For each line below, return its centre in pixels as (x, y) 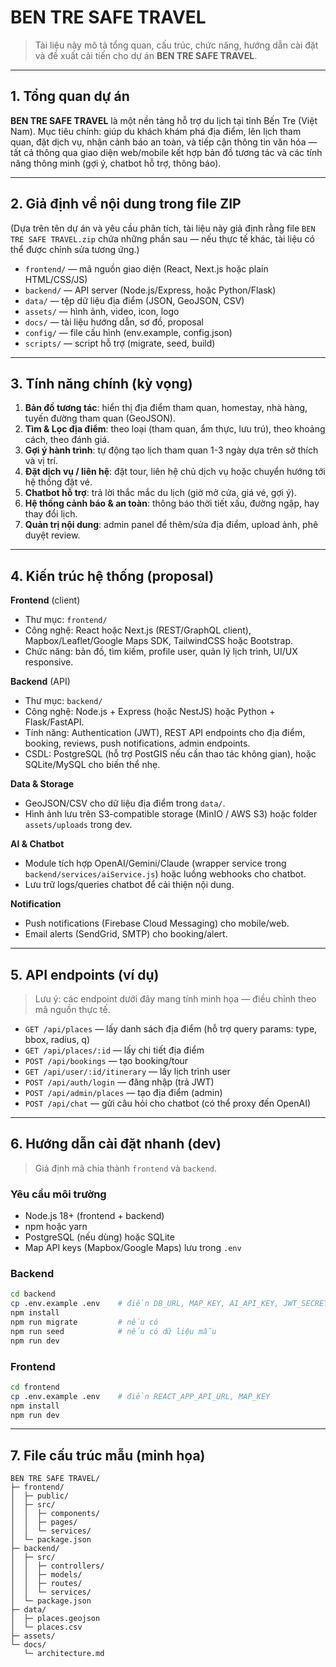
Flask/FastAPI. (54, 722)
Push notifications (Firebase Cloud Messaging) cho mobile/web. (157, 923)
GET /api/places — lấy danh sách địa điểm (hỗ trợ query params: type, (171, 1029)
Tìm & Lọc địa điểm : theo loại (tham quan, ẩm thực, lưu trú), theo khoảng (175, 429)
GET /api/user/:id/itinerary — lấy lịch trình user (127, 1071)
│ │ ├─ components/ (55, 1514)
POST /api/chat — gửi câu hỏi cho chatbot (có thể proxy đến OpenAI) (168, 1103)
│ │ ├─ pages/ (44, 1522)
